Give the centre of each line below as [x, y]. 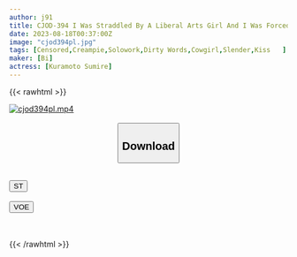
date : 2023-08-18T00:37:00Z [61, 34]
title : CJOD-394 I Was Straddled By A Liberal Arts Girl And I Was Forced [150, 26]
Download [148, 146]
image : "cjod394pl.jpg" [53, 42]
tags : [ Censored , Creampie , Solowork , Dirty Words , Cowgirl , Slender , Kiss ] [148, 50]
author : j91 [31, 17]
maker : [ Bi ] [31, 58]
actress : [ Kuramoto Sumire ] [61, 67]
